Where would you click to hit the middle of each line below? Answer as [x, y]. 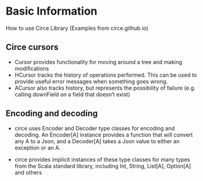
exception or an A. [37, 147]
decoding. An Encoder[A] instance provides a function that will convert [104, 135]
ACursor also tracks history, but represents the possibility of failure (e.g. [105, 88]
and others [28, 172]
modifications [32, 68]
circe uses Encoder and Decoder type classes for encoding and [94, 128]
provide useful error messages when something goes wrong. [91, 81]
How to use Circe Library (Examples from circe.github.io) [77, 28]
